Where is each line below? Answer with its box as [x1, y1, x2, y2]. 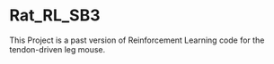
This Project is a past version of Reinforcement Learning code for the [9, 35, 265, 45]
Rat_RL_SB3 [9, 5, 101, 26]
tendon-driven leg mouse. [9, 44, 106, 54]
